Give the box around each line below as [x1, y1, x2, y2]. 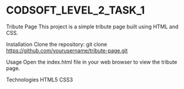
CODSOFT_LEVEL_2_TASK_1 [6, 4, 145, 17]
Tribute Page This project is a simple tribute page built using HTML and [6, 23, 179, 30]
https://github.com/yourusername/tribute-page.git [6, 47, 128, 54]
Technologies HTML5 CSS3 [6, 76, 73, 83]
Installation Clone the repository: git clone [6, 41, 108, 48]
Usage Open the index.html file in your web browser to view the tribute [6, 58, 178, 65]
